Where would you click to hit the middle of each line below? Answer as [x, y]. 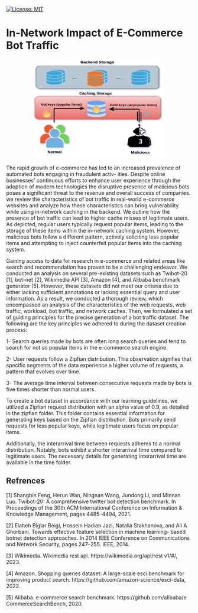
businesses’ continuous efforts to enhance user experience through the [93, 180]
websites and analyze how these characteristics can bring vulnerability [92, 205]
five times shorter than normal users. [51, 389]
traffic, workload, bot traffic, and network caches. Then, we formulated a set [99, 311]
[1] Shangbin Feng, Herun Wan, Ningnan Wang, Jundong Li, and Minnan [94, 495]
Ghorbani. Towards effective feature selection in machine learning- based [96, 532]
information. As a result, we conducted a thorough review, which [85, 298]
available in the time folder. [39, 462]
